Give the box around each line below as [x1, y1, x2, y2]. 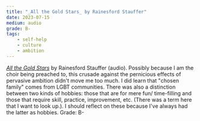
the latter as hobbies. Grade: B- [6, 108, 84, 116]
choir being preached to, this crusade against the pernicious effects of [6, 70, 181, 78]
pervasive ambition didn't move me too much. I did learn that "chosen [6, 77, 180, 84]
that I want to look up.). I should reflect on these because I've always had [6, 102, 188, 110]
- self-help [17, 37, 47, 43]
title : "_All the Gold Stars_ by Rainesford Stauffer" [6, 8, 147, 15]
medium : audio [6, 20, 42, 26]
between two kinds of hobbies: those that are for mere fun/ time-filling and [6, 89, 192, 96]
